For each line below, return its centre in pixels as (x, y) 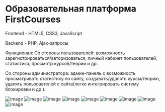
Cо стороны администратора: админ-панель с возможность (70, 73)
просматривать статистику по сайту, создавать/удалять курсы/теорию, (83, 78)
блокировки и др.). (25, 89)
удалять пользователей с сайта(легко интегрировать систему (72, 84)
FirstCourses (33, 19)
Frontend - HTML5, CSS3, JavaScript (44, 33)
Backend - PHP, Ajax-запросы (37, 43)
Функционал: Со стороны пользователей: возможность (65, 53)
